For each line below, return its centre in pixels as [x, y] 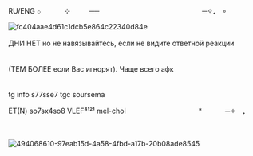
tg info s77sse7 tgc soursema [57, 94]
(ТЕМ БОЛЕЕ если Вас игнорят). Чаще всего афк [91, 69]
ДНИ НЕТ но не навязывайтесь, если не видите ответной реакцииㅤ [125, 43]
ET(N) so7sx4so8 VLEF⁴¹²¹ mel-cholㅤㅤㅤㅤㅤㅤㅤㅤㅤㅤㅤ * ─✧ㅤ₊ [127, 111]
